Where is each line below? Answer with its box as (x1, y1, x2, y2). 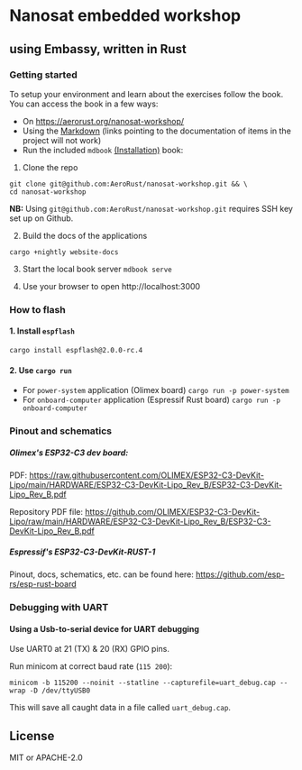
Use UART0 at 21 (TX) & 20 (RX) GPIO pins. (9, 644, 169, 655)
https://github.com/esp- (195, 569, 286, 580)
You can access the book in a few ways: (9, 98, 159, 109)
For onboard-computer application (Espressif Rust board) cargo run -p (22, 394, 281, 406)
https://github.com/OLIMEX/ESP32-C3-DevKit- (85, 507, 261, 518)
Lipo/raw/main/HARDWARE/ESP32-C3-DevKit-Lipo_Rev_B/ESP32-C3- (9, 516, 271, 527)
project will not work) (22, 134, 102, 145)
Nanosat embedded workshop (9, 5, 242, 26)
